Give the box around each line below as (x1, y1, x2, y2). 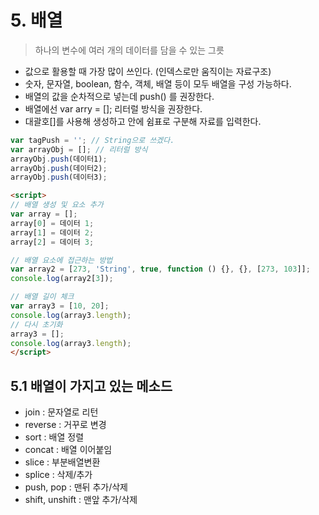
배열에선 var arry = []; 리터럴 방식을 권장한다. (24, 102, 203, 115)
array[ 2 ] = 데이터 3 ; (10, 237, 95, 247)
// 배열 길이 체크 (10, 292, 75, 302)
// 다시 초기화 (10, 319, 63, 330)
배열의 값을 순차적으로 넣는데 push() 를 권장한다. (24, 90, 215, 102)
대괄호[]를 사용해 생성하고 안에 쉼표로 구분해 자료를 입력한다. (24, 115, 262, 127)
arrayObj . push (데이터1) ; (10, 154, 108, 164)
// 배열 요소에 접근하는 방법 (10, 255, 113, 265)
